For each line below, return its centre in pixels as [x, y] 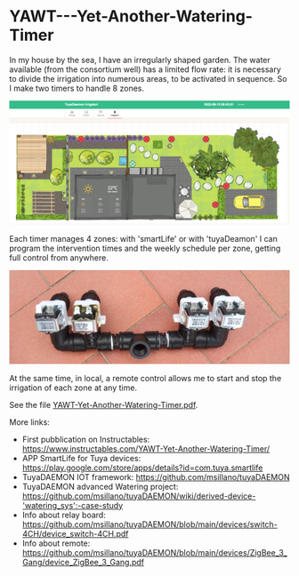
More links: [30, 422]
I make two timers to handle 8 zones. [77, 88]
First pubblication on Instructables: [86, 439]
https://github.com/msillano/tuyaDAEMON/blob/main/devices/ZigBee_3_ [154, 552]
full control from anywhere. [59, 257]
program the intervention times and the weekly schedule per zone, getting [145, 248]
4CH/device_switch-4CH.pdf [75, 533]
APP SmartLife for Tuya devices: [81, 458]
